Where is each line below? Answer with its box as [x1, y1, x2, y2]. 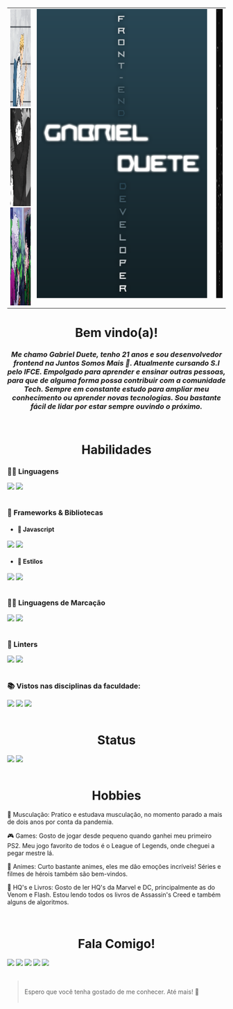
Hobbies [92, 788, 141, 803]
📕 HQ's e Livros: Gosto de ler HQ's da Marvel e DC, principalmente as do [7, 883, 216, 892]
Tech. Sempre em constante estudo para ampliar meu [24, 384, 209, 394]
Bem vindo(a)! [75, 325, 158, 340]
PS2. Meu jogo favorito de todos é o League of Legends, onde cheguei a [7, 842, 215, 850]
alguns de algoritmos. [7, 898, 69, 906]
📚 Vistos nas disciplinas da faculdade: [7, 681, 141, 691]
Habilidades [81, 442, 152, 458]
